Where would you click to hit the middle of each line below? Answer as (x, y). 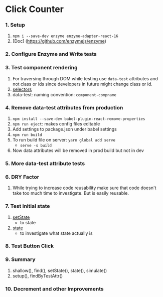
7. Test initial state (28, 206)
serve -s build (36, 145)
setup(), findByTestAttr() (38, 276)
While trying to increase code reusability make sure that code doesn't (84, 188)
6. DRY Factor (22, 177)
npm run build (27, 135)
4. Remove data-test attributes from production (64, 107)
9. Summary (20, 259)
